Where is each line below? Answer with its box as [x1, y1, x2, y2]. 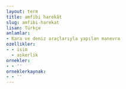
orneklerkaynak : [6, 69, 46, 74]
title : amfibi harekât [6, 14, 62, 20]
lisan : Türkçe [6, 25, 41, 31]
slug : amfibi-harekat [6, 19, 60, 25]
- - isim [6, 47, 28, 53]
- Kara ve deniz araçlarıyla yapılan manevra [6, 36, 120, 42]
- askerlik [11, 52, 38, 58]
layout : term [6, 8, 38, 15]
